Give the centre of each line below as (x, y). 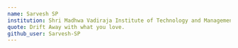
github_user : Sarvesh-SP (44, 34)
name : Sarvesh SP (33, 14)
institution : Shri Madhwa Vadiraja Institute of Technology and (104, 20)
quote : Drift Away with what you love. (66, 27)
